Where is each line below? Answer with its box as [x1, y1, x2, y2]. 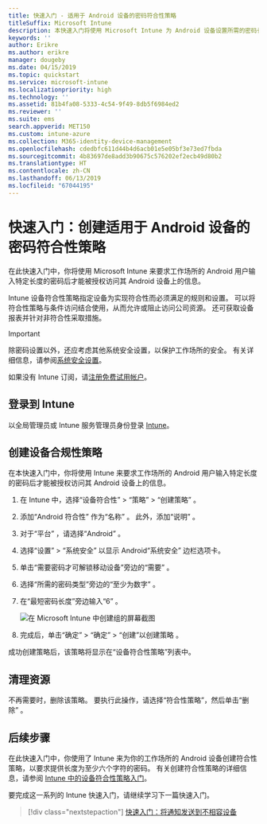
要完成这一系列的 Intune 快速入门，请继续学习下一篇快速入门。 [8, 790, 215, 799]
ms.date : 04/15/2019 [8, 64, 77, 72]
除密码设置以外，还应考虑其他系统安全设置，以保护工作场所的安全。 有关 [8, 345, 247, 355]
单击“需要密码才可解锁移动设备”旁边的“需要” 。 [19, 562, 174, 573]
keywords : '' [8, 33, 52, 42]
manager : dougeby [8, 56, 66, 64]
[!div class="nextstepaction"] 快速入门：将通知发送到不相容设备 [27, 807, 237, 816]
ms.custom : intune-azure [8, 130, 91, 138]
